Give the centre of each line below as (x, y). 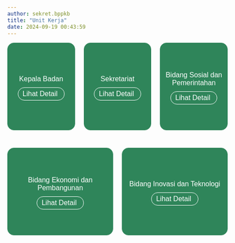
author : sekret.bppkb (39, 14)
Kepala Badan (41, 78)
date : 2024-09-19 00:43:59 (47, 27)
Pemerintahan (194, 83)
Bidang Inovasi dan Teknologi (175, 183)
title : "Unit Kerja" (37, 20)
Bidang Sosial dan (194, 75)
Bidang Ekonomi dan (60, 180)
